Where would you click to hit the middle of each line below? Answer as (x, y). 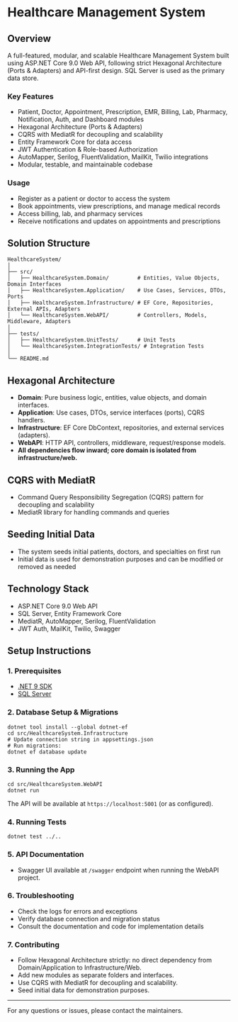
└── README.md (28, 359)
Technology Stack (48, 589)
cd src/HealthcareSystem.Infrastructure (68, 733)
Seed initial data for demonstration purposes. (84, 990)
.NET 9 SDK (35, 686)
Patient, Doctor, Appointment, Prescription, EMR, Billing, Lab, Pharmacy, (123, 112)
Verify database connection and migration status (89, 919)
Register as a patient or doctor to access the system (94, 198)
